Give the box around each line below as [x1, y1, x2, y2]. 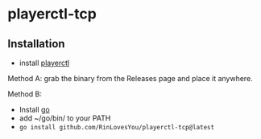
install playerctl [19, 58, 70, 67]
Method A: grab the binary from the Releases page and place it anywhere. [7, 74, 253, 83]
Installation [7, 37, 65, 51]
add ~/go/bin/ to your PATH [19, 113, 111, 123]
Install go [19, 105, 50, 114]
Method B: [7, 89, 42, 99]
